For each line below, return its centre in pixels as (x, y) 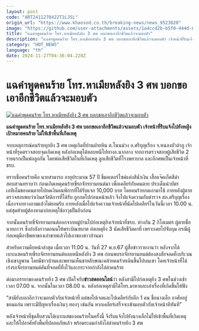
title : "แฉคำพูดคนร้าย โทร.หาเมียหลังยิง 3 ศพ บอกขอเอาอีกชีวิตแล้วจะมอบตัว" (79, 34)
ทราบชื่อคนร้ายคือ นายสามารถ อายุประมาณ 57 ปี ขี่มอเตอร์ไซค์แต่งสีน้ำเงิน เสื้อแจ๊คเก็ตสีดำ (93, 177)
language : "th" (25, 50)
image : (14, 28)
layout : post (22, 12)
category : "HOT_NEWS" (33, 45)
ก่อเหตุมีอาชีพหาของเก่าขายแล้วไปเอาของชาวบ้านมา (55, 235)
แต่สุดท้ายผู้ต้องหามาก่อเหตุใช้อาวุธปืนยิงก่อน (49, 210)
